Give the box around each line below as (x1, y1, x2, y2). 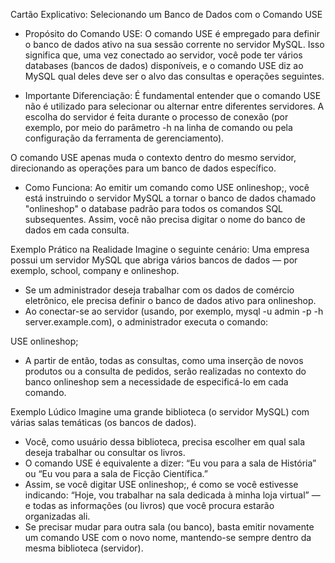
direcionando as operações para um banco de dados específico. (10, 162, 277, 174)
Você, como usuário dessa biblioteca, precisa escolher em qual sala (24, 436, 306, 448)
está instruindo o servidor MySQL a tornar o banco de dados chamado (24, 192, 317, 204)
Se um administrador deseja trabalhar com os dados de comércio (24, 284, 295, 296)
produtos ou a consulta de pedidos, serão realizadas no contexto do (24, 365, 307, 377)
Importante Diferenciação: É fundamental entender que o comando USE (24, 90, 322, 101)
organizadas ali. (24, 510, 91, 522)
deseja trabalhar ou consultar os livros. (24, 447, 186, 458)
